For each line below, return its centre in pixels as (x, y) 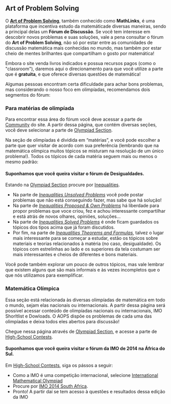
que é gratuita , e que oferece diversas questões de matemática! (73, 74)
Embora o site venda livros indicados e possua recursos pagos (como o (81, 63)
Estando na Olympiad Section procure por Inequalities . (63, 185)
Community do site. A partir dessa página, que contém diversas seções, (81, 125)
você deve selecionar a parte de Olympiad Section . (59, 130)
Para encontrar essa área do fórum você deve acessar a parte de (74, 119)
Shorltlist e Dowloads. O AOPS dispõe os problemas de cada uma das (79, 316)
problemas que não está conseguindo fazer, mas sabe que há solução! (87, 200)
